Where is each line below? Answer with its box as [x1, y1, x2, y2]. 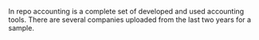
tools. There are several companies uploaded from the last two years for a [8, 15, 252, 24]
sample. [8, 24, 34, 32]
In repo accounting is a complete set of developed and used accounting [8, 7, 245, 16]
